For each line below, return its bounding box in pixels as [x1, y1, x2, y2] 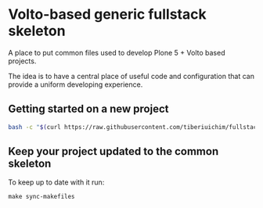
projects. [8, 56, 37, 66]
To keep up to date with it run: [8, 178, 105, 187]
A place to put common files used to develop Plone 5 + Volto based [8, 48, 225, 57]
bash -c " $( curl [8, 123, 61, 131]
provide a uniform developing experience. [8, 80, 143, 89]
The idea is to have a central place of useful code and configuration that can [8, 71, 254, 81]
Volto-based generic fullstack [8, 5, 207, 23]
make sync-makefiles [8, 193, 76, 201]
